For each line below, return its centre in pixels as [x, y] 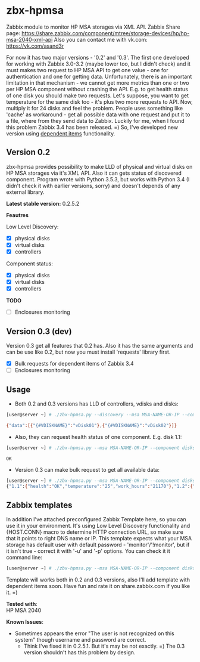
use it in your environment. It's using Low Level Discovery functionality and [98, 526]
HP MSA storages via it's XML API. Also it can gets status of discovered [94, 173]
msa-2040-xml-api [29, 39]
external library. [25, 192]
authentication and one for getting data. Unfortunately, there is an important [99, 76]
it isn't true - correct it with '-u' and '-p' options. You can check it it [88, 551]
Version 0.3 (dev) [39, 331]
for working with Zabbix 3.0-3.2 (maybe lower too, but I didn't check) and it [99, 64]
